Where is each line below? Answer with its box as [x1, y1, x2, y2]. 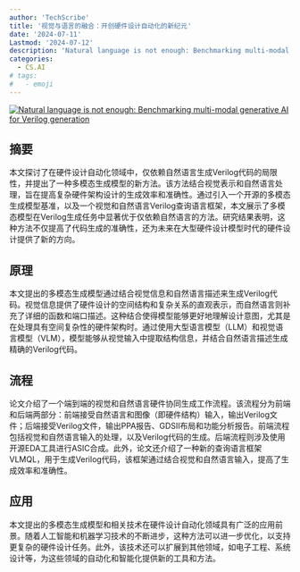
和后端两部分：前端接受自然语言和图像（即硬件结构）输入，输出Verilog [9, 409, 271, 420]
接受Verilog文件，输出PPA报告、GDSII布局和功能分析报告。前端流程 [39, 421, 290, 432]
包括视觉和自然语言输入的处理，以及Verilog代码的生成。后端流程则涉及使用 [9, 432, 286, 442]
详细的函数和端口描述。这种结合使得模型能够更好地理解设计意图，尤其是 [24, 310, 291, 322]
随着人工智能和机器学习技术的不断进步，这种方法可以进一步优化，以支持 [24, 530, 291, 541]
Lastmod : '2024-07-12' [9, 38, 94, 47]
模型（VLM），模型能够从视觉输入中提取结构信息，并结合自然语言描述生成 [16, 332, 288, 344]
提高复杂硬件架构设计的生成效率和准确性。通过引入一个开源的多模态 [39, 189, 291, 200]
